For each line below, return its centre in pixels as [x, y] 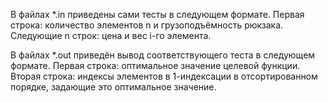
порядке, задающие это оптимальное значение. [113, 87]
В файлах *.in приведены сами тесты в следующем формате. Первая [157, 14]
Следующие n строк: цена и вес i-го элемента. [111, 35]
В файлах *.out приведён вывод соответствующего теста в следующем [163, 55]
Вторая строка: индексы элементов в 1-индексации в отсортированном [164, 76]
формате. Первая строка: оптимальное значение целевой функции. [155, 65]
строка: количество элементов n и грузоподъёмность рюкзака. [147, 25]
